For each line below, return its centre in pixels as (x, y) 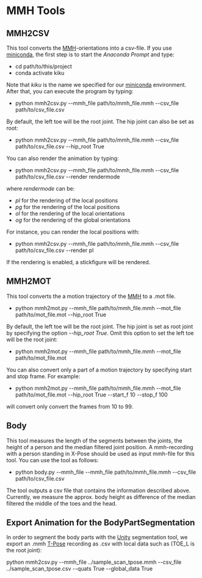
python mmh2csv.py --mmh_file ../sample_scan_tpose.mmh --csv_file (94, 562)
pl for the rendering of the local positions (67, 200)
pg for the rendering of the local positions (67, 207)
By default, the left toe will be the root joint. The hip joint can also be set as (100, 121)
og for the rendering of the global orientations (73, 220)
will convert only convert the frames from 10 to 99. (70, 406)
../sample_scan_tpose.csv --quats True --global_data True (80, 569)
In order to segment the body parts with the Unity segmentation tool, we (97, 538)
